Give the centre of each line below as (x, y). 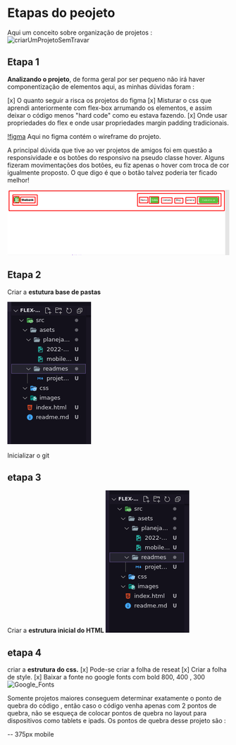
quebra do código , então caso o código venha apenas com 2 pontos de (112, 706)
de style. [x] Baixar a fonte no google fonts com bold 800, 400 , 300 (106, 677)
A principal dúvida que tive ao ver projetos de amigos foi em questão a (110, 150)
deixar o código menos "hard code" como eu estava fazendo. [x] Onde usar (117, 115)
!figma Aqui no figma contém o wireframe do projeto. (84, 136)
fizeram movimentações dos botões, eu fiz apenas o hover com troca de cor (118, 165)
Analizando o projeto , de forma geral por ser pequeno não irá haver (106, 79)
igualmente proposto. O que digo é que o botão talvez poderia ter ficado (112, 172)
